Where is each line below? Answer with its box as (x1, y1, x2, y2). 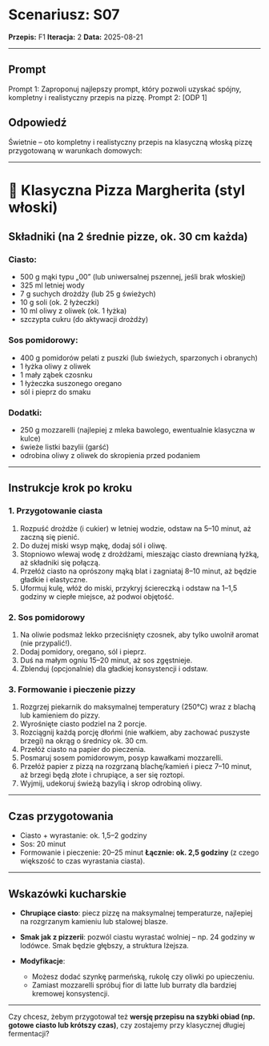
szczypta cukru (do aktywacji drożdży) (19, 315, 149, 324)
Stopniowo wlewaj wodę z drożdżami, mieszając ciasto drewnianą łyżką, (19, 549, 259, 558)
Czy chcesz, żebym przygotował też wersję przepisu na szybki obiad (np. (8, 1012, 255, 1021)
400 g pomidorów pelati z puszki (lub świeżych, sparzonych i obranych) (19, 352, 259, 362)
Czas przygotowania (8, 809, 114, 823)
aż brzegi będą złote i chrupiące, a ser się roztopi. (19, 770, 186, 780)
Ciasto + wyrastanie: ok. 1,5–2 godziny (19, 831, 147, 840)
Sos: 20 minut (19, 839, 66, 849)
